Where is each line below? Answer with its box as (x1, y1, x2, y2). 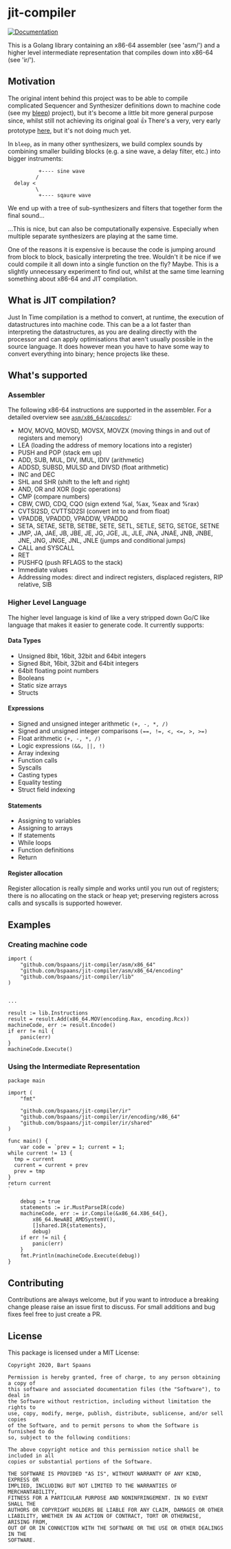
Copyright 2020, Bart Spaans (8, 1361, 91, 1368)
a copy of (8, 1379, 36, 1387)
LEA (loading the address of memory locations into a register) (17, 441, 192, 450)
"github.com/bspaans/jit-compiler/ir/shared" (20, 1119, 153, 1127)
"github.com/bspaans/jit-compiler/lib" (20, 974, 135, 981)
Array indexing (17, 748, 60, 757)
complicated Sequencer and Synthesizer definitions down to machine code (8, 101, 221, 110)
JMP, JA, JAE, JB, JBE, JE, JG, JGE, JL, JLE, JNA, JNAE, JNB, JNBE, (17, 529, 213, 537)
